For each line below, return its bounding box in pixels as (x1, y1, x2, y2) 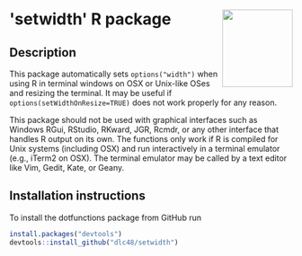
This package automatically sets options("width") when (9, 68, 218, 79)
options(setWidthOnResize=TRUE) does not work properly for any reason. (9, 97, 277, 108)
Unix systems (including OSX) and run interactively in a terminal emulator (9, 144, 280, 154)
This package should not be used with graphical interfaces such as (9, 115, 258, 125)
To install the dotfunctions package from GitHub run (9, 212, 202, 223)
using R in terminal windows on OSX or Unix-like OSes (9, 78, 210, 89)
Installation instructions (9, 189, 146, 204)
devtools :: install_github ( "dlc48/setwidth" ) (9, 238, 179, 247)
